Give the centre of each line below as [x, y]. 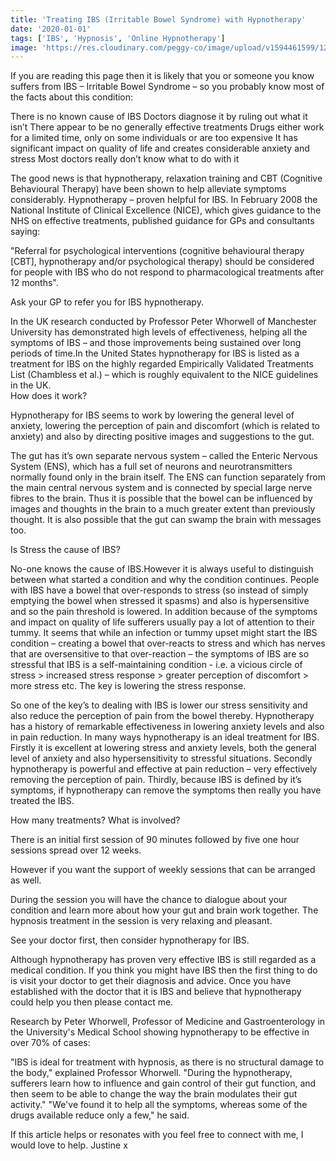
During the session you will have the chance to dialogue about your [149, 900]
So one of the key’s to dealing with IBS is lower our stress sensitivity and [159, 705]
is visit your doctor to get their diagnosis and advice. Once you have [151, 981]
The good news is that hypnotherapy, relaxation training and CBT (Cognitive [166, 178]
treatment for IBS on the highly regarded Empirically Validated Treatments [162, 364]
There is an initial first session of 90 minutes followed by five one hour [155, 840]
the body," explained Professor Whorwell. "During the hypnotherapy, [151, 1073]
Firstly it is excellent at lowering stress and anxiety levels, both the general [163, 748]
